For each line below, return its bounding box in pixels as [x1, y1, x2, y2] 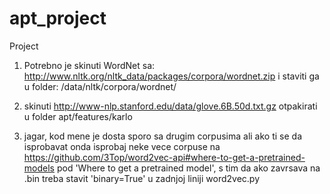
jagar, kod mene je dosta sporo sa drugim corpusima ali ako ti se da [23, 130, 302, 142]
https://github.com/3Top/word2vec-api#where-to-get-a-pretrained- [23, 151, 306, 163]
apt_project [9, 7, 107, 30]
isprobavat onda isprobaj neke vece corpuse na [23, 140, 221, 152]
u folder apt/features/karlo [23, 110, 133, 122]
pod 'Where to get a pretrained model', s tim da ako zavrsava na [56, 162, 321, 174]
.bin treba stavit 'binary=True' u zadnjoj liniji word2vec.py [23, 172, 260, 184]
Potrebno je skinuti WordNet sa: [23, 59, 156, 71]
